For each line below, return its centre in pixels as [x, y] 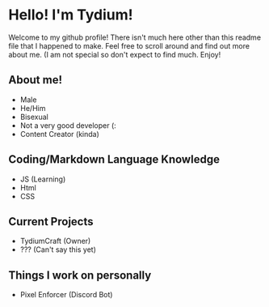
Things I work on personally [80, 275]
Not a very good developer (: [68, 125]
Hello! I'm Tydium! [71, 15]
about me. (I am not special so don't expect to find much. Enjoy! [115, 54]
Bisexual [34, 117]
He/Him [33, 108]
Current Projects [51, 222]
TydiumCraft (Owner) [55, 241]
